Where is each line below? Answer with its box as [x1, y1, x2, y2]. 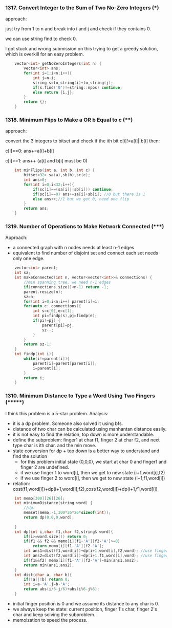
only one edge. [12, 255, 45, 262]
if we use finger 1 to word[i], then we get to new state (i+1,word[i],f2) [20, 469, 165, 475]
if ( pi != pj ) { [32, 318, 60, 323]
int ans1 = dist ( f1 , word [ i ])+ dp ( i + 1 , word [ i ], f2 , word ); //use [24, 548, 153, 553]
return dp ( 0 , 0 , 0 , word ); [24, 515, 74, 520]
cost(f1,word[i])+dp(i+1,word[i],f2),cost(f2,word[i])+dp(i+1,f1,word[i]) [12, 486, 158, 492]
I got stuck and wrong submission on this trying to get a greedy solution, [5, 46, 158, 52]
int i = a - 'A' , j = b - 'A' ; [24, 582, 70, 587]
